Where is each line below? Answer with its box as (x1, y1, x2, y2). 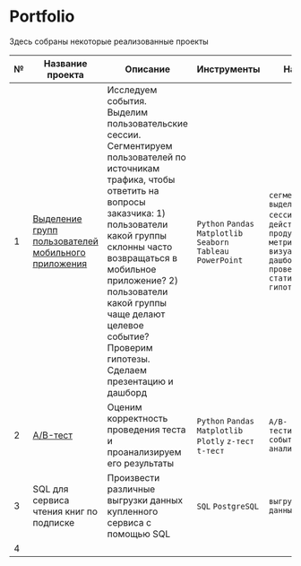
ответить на (107, 184, 159, 196)
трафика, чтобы (107, 173, 176, 186)
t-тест (196, 446, 225, 456)
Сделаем (107, 363, 148, 376)
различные (107, 483, 156, 495)
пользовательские (107, 117, 188, 129)
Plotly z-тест (196, 436, 255, 446)
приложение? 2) (107, 274, 179, 286)
